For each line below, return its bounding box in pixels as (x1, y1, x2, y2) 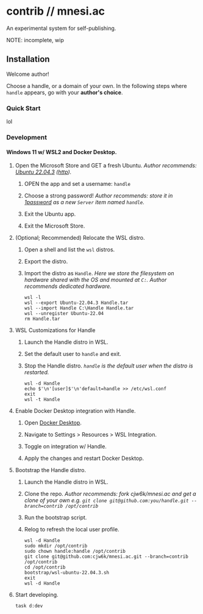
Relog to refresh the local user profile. (24, 526, 120, 533)
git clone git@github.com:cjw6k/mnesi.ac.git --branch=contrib (24, 553, 189, 560)
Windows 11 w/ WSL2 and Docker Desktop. (6, 148, 117, 155)
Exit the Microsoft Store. (24, 222, 85, 230)
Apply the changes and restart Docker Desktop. (24, 454, 144, 462)
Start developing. (15, 591, 59, 599)
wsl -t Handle (24, 396, 60, 403)
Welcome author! (6, 70, 50, 78)
